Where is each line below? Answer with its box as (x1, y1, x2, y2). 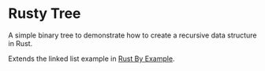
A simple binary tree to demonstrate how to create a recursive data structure (8, 30, 257, 40)
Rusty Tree (8, 5, 81, 23)
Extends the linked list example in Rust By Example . (8, 54, 175, 63)
